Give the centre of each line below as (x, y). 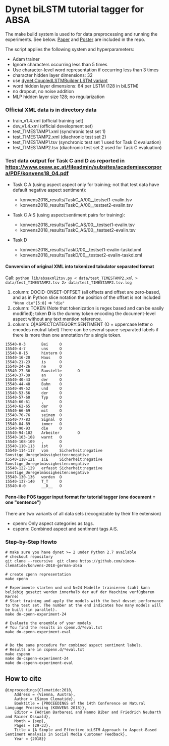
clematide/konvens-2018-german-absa (44, 566)
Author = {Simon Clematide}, (45, 699)
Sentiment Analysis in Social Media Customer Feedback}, (66, 734)
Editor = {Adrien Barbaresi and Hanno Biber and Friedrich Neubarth (88, 712)
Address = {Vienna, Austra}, (45, 695)
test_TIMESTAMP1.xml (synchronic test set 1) (59, 131)
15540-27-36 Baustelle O (43, 371)
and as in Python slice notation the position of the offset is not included (86, 297)
